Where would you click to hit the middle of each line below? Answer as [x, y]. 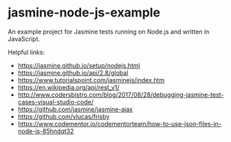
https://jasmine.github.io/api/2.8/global [73, 73]
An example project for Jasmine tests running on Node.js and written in [109, 32]
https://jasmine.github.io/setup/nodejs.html [79, 65]
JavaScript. [24, 38]
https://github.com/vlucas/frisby [64, 116]
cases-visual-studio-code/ [56, 102]
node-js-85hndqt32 [46, 131]
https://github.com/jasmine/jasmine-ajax [75, 109]
